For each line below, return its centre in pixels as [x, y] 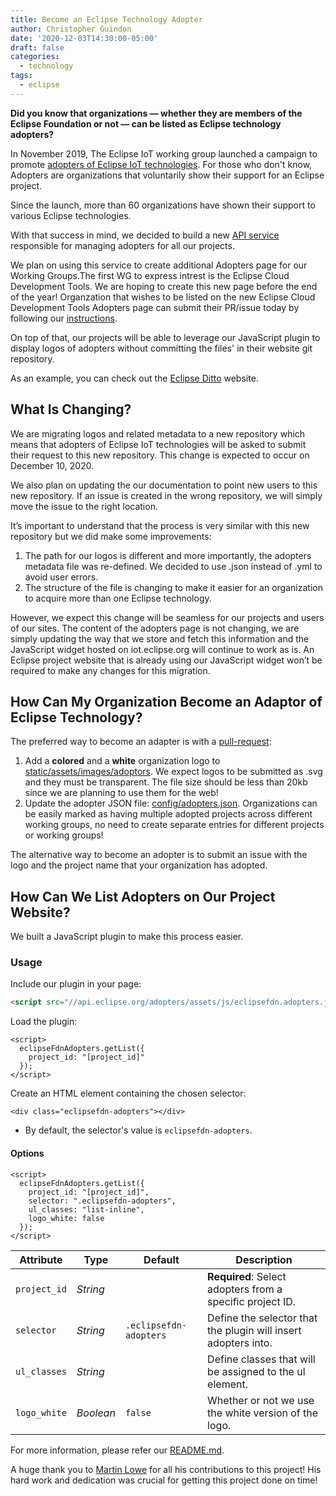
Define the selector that [262, 1318]
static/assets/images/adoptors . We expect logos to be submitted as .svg [173, 772]
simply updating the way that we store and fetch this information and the [160, 638]
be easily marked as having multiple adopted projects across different [168, 814]
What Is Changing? [71, 409]
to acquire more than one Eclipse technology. [118, 598]
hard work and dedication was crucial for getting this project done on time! [164, 1480]
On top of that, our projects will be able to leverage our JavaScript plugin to [165, 337]
